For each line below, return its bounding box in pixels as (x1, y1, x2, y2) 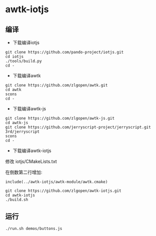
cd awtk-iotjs (5, 193, 36, 198)
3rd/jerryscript (5, 129, 40, 134)
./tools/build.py (5, 58, 42, 64)
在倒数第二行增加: (5, 169, 43, 175)
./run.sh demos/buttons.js (5, 226, 63, 231)
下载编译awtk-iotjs (12, 147, 52, 154)
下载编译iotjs (12, 40, 40, 45)
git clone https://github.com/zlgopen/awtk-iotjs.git (5, 188, 122, 193)
